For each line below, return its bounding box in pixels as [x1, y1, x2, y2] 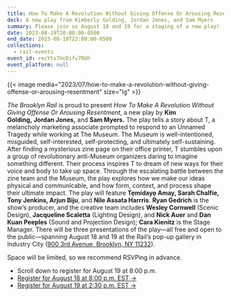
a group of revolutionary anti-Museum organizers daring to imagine [7, 152, 198, 160]
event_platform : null [7, 61, 69, 68]
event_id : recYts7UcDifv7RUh [7, 55, 91, 62]
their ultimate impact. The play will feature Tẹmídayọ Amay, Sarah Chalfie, [7, 189, 219, 197]
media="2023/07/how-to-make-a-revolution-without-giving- [36, 80, 210, 88]
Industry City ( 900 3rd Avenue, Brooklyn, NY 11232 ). [7, 240, 155, 248]
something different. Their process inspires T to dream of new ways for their [7, 159, 223, 167]
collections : [7, 42, 45, 49]
